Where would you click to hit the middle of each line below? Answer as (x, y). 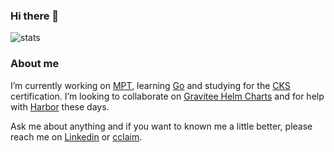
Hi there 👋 (35, 16)
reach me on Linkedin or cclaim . (76, 136)
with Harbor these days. (60, 106)
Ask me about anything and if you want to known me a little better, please (161, 126)
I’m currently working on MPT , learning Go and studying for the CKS (150, 85)
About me (35, 64)
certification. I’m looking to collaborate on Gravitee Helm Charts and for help (167, 96)
